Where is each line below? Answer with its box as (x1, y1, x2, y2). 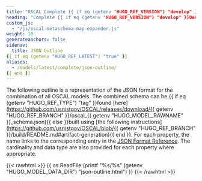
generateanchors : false (6, 37, 66, 43)
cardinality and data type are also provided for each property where (6, 144, 174, 151)
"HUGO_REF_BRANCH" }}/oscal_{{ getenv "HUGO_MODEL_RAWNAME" (6, 112, 183, 119)
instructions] (130, 118, 162, 126)
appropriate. (6, 150, 37, 158)
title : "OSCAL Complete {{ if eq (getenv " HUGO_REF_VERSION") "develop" (6, 8, 192, 15)
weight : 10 (6, 31, 34, 37)
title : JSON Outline (11, 48, 63, 54)
